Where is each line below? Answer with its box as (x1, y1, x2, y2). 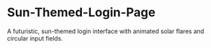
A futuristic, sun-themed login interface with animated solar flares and (7, 27, 205, 35)
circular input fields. (7, 34, 64, 42)
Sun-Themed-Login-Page (7, 5, 156, 20)
